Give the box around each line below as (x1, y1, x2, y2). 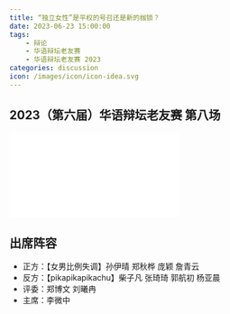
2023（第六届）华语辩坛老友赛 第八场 (9, 107, 221, 123)
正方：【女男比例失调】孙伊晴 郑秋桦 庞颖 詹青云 (22, 261, 200, 272)
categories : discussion (9, 64, 99, 73)
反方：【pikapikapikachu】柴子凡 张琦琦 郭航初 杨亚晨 (22, 272, 221, 283)
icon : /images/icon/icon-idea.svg (9, 72, 140, 81)
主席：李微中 (22, 295, 70, 306)
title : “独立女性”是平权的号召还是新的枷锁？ (9, 13, 161, 23)
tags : (9, 30, 30, 39)
